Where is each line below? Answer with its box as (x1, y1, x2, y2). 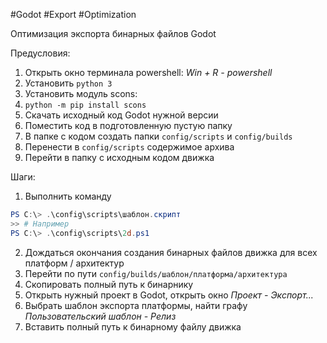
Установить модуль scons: (24, 88, 138, 99)
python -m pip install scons (24, 100, 147, 110)
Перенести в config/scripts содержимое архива (24, 141, 235, 153)
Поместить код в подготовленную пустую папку (24, 120, 233, 131)
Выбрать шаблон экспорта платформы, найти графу (24, 299, 248, 311)
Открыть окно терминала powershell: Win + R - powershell (24, 67, 273, 78)
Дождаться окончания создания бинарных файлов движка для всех (24, 246, 318, 258)
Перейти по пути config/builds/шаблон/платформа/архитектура (24, 267, 288, 279)
